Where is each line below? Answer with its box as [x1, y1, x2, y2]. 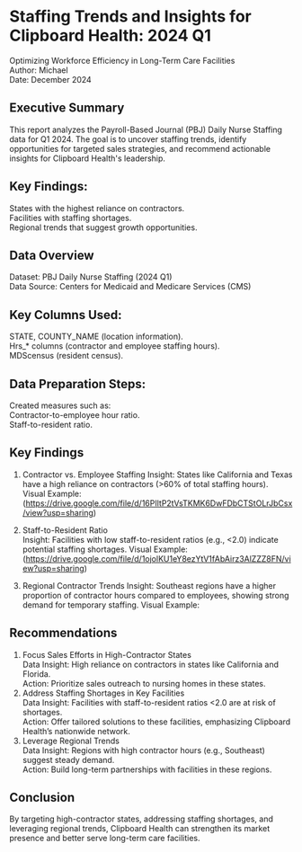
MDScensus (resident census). [9, 351, 124, 361]
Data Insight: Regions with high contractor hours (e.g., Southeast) [22, 744, 265, 756]
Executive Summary [9, 101, 125, 116]
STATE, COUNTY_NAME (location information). [9, 331, 184, 342]
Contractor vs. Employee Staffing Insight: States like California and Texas [22, 469, 294, 480]
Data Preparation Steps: [9, 376, 147, 392]
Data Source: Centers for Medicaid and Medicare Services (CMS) [9, 281, 252, 292]
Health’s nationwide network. [22, 725, 130, 736]
